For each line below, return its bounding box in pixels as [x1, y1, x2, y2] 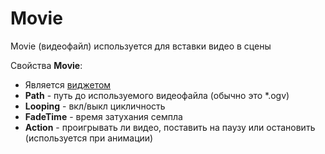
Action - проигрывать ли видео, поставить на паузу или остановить [24, 121, 316, 133]
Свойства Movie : [10, 59, 83, 71]
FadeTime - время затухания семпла [24, 110, 183, 122]
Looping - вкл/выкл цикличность [24, 100, 166, 112]
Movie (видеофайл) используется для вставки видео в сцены [10, 40, 272, 52]
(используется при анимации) [24, 132, 154, 144]
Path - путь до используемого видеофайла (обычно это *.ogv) [24, 89, 290, 101]
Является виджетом [24, 78, 112, 91]
